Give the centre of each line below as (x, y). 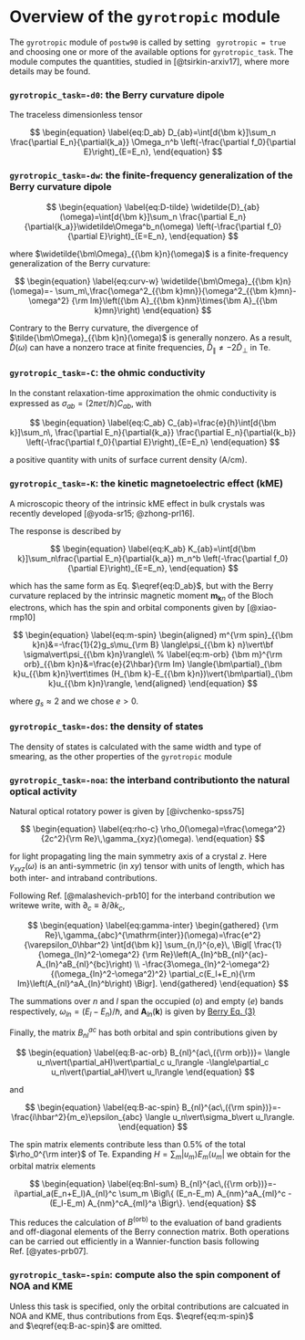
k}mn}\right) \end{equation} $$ (153, 310)
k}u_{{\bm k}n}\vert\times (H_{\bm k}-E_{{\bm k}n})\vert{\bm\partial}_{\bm (153, 674)
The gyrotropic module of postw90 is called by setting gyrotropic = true (148, 42)
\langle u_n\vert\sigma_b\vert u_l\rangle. (219, 1116)
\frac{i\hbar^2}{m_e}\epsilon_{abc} (77, 1116)
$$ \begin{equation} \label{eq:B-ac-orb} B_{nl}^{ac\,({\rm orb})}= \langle (153, 1052)
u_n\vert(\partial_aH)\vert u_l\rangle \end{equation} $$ (153, 1072)
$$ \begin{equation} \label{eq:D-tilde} (117, 206)
